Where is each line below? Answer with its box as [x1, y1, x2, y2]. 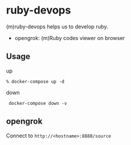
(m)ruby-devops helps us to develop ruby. [6, 23, 109, 30]
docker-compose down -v [8, 100, 67, 106]
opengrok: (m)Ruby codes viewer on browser [14, 34, 125, 41]
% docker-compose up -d [6, 78, 65, 84]
